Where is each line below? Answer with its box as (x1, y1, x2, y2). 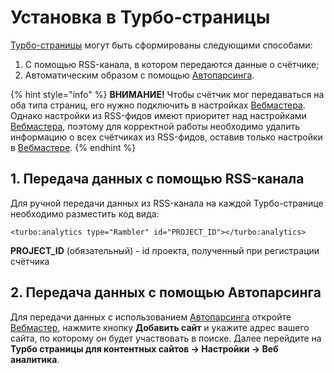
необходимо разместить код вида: (10, 207, 160, 220)
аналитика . (10, 353, 60, 365)
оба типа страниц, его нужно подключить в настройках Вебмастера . (10, 99, 306, 111)
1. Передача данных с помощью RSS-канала (10, 171, 305, 188)
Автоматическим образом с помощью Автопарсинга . (24, 69, 255, 81)
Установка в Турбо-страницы (10, 6, 271, 29)
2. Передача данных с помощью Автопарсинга (10, 284, 322, 301)
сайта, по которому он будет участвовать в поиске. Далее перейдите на (10, 332, 322, 344)
